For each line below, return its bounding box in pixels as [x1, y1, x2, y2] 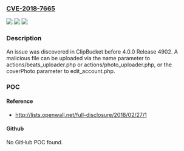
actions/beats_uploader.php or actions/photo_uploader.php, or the [6, 61, 172, 68]
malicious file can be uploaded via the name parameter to [6, 54, 151, 61]
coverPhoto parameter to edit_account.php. [6, 67, 115, 74]
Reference [6, 97, 33, 105]
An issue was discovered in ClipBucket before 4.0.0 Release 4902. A [6, 47, 178, 55]
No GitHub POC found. [6, 138, 63, 146]
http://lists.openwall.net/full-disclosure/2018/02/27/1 [15, 111, 147, 118]
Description [6, 34, 42, 43]
